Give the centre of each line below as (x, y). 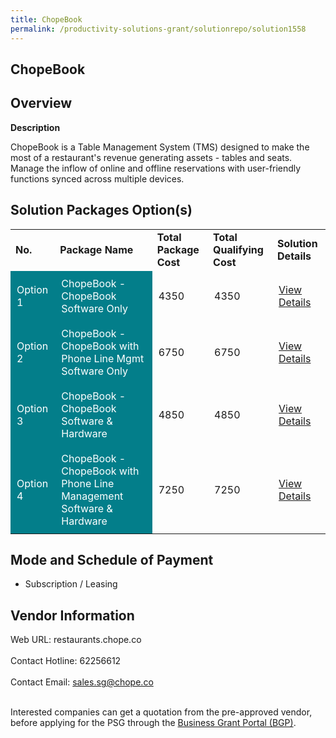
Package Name (96, 249)
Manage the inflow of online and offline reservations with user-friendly (156, 168)
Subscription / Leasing (71, 584)
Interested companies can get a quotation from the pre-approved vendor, (161, 712)
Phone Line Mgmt (103, 358)
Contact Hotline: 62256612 (66, 661)
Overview (41, 103)
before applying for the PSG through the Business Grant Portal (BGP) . (153, 723)
